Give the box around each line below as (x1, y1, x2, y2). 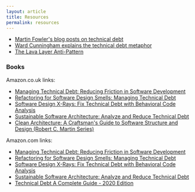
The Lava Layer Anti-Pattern (14, 48, 84, 55)
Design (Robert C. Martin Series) (14, 125, 95, 133)
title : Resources (6, 14, 49, 20)
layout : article (6, 8, 46, 15)
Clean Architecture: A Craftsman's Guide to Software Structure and (14, 119, 178, 126)
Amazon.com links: (6, 137, 53, 144)
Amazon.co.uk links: (6, 76, 56, 83)
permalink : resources (6, 19, 60, 25)
